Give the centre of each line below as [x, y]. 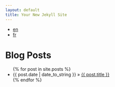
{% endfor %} [27, 80]
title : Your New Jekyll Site [36, 15]
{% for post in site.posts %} [42, 69]
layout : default [22, 10]
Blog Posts [28, 55]
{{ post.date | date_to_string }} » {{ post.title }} [61, 75]
